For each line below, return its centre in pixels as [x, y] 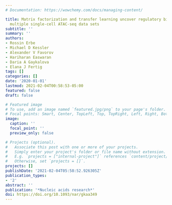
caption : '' [23, 124]
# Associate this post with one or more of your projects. [72, 147]
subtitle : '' [19, 29]
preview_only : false [32, 133]
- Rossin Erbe [20, 43]
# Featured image [24, 105]
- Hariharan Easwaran [28, 57]
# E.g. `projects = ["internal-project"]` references [66, 156]
